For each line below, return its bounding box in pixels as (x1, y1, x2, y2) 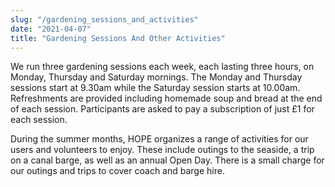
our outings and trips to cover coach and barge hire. (10, 165, 225, 177)
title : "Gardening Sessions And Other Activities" (10, 33, 226, 43)
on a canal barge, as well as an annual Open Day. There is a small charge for (10, 154, 325, 166)
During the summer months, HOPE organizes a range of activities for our (10, 133, 309, 145)
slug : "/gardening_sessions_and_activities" (10, 14, 199, 25)
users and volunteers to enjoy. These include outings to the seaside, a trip (10, 144, 315, 156)
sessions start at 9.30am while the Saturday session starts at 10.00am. (10, 82, 301, 94)
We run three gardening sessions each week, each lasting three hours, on (10, 61, 315, 73)
